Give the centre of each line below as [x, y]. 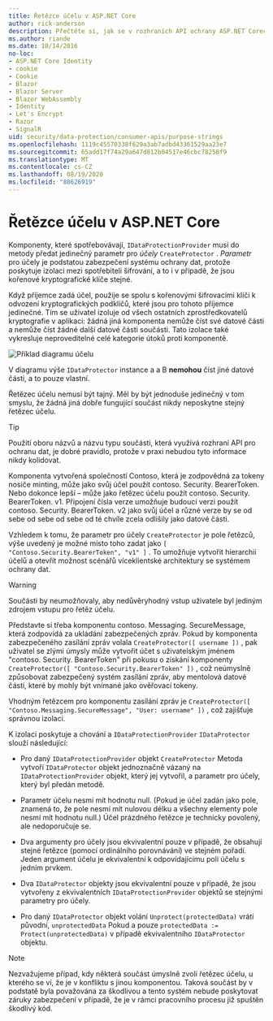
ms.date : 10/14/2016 [43, 46]
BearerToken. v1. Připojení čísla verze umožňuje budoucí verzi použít [123, 501]
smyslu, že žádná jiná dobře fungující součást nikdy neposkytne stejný [127, 402]
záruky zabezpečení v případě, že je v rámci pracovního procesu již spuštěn [136, 999]
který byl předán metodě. [63, 784]
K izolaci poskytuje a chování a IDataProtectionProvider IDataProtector [129, 734]
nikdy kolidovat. [35, 460]
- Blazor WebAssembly [45, 99]
